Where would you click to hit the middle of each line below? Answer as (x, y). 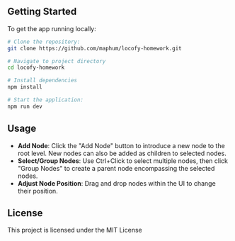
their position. (38, 191)
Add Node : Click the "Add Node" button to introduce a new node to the (121, 145)
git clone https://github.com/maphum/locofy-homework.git (94, 48)
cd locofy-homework (36, 68)
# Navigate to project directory (57, 61)
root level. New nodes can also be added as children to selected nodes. (122, 153)
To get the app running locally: (52, 28)
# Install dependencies (42, 81)
